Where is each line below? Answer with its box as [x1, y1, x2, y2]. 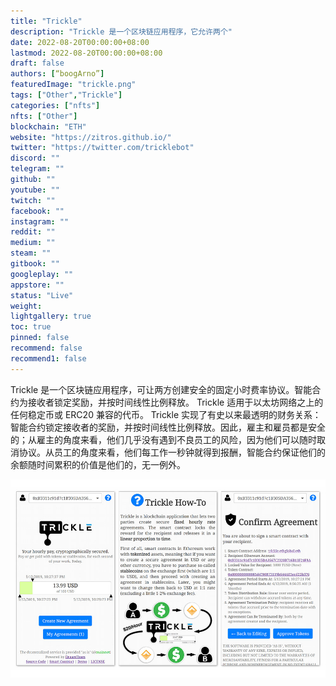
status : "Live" [10, 290, 74, 300]
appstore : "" [10, 280, 65, 290]
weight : [10, 301, 43, 311]
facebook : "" [10, 206, 65, 216]
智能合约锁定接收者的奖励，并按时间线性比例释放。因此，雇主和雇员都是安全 [10, 421, 326, 433]
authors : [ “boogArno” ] [10, 69, 105, 79]
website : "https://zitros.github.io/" [10, 132, 172, 142]
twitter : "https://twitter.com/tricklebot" [10, 143, 195, 153]
